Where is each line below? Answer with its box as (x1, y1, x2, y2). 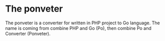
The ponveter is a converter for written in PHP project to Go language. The (5, 20, 160, 26)
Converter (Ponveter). (5, 30, 50, 36)
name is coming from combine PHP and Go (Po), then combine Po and (5, 25, 152, 31)
